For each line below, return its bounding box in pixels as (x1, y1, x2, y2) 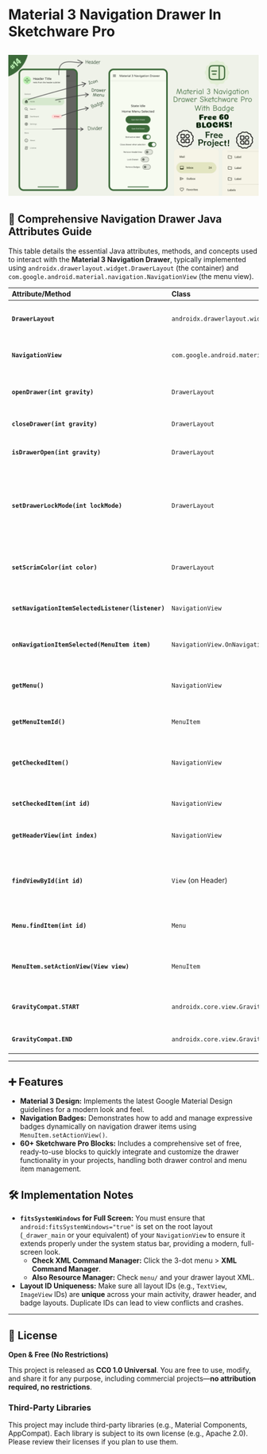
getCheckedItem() (11, 759, 69, 767)
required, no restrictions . (8, 1382, 93, 1392)
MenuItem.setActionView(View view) (11, 962, 130, 970)
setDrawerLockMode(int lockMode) (11, 501, 122, 509)
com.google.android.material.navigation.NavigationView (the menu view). (8, 271, 254, 281)
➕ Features (8, 1075, 64, 1089)
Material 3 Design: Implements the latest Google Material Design (19, 1096, 233, 1106)
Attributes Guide (8, 225, 92, 238)
